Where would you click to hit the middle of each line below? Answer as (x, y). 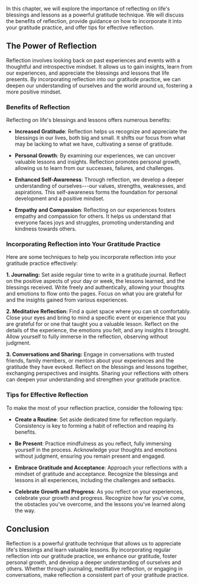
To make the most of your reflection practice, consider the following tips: (95, 407)
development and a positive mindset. (60, 198)
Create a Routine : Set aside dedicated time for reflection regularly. (96, 419)
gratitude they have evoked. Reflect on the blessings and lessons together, (97, 367)
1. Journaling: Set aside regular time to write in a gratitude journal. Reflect (96, 275)
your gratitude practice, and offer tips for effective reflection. (80, 27)
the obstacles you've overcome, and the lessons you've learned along (100, 504)
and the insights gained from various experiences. (67, 300)
